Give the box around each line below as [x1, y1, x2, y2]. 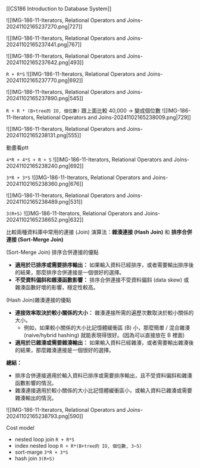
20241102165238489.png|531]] [6, 198, 83, 205]
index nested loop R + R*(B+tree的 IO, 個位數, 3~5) [14, 442, 142, 449]
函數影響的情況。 [14, 380, 57, 386]
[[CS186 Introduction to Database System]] [6, 5, 112, 12]
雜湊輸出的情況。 [14, 394, 57, 401]
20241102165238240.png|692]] [6, 163, 84, 169]
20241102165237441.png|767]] [6, 41, 82, 48]
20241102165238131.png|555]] [6, 131, 82, 139]
